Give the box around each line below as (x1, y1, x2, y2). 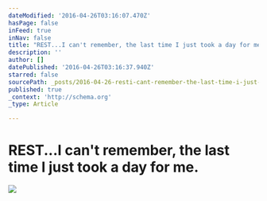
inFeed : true (8, 26, 52, 34)
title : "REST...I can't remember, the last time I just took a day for (8, 41, 250, 49)
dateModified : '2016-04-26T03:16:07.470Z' (8, 11, 151, 20)
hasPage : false (8, 19, 59, 27)
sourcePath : (8, 78, 48, 86)
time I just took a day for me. (8, 158, 199, 176)
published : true (8, 85, 62, 94)
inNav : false (8, 33, 52, 42)
